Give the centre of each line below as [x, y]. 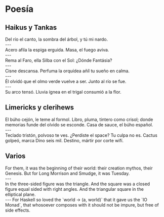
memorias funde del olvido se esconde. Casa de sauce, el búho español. [79, 124]
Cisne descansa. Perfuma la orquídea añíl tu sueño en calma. [67, 71]
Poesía [19, 9]
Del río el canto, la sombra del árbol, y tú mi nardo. [57, 39]
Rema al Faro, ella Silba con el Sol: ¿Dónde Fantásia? [59, 60]
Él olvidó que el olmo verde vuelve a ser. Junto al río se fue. [66, 81]
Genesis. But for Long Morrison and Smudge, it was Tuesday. [67, 173]
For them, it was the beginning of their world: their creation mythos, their [79, 168]
